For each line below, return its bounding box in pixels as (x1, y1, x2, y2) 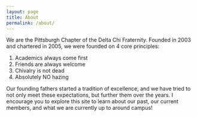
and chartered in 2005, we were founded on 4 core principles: (6, 43, 160, 50)
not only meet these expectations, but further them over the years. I (6, 91, 174, 99)
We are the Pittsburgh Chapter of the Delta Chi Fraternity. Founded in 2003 (6, 37, 192, 44)
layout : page (6, 8, 39, 15)
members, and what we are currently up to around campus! (6, 104, 153, 112)
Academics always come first (14, 55, 88, 62)
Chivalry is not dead (14, 67, 65, 74)
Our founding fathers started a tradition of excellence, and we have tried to (6, 85, 191, 92)
